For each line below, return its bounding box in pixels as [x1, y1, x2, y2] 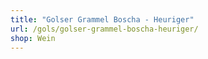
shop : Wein [10, 33, 56, 43]
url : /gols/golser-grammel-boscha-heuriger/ [10, 24, 199, 34]
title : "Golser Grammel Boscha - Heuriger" [10, 14, 195, 25]
